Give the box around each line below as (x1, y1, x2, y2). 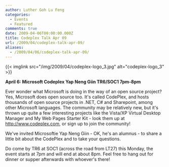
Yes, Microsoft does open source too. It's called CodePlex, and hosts (5, 94, 149, 100)
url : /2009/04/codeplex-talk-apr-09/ (5, 40, 85, 45)
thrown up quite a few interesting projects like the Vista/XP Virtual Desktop (5, 109, 161, 116)
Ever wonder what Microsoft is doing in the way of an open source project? (5, 88, 162, 94)
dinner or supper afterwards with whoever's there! (5, 156, 110, 162)
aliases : (5, 45, 24, 50)
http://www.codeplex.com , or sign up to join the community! (5, 121, 131, 127)
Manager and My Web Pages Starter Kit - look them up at (5, 115, 125, 121)
